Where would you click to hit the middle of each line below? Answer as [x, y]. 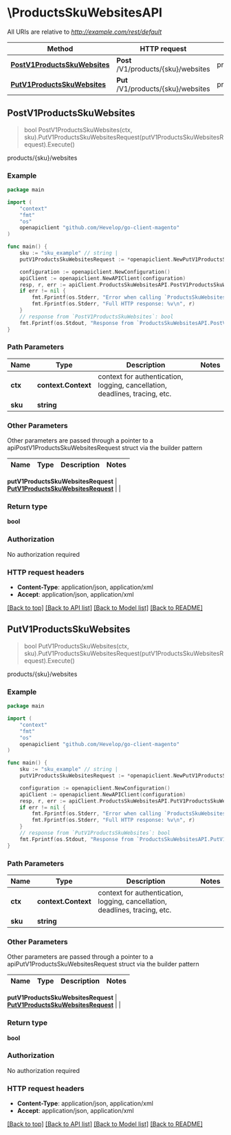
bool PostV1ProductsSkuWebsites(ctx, [78, 129]
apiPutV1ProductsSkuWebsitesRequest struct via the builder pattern [103, 964]
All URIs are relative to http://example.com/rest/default [85, 32]
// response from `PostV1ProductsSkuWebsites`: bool [97, 317]
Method [60, 48]
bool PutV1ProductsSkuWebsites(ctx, [76, 646]
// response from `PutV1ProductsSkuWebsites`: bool [95, 833]
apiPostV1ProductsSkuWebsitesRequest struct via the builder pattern [105, 448]
